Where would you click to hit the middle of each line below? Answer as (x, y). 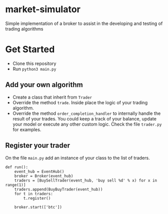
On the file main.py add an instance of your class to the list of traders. (78, 158)
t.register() (37, 198)
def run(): (17, 167)
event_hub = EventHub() (39, 171)
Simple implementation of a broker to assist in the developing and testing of (84, 23)
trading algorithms (25, 28)
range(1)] (16, 185)
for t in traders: (34, 194)
